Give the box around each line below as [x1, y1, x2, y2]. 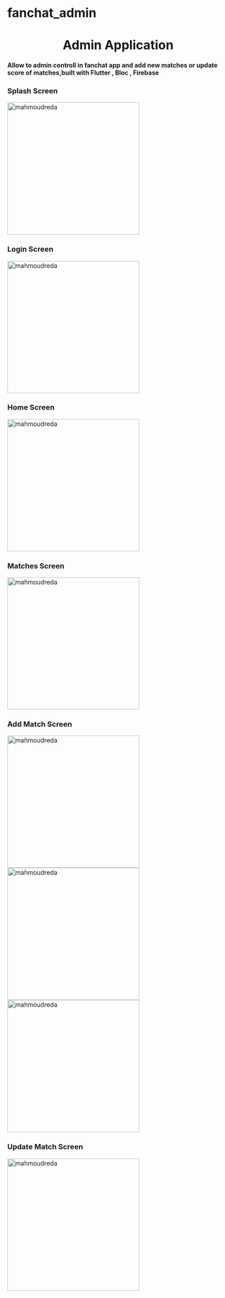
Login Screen [7, 245, 54, 255]
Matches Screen [7, 561, 65, 570]
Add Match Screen [7, 719, 72, 729]
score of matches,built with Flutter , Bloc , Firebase [7, 68, 160, 77]
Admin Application [63, 37, 174, 54]
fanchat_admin [7, 5, 97, 21]
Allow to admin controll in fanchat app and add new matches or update [7, 61, 218, 69]
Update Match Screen [7, 1142, 84, 1152]
